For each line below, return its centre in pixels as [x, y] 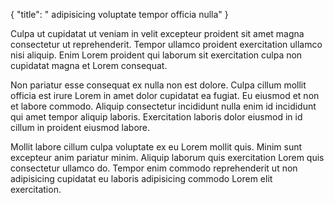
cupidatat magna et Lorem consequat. [89, 65]
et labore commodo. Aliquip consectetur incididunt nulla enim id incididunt [163, 106]
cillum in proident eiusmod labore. [80, 127]
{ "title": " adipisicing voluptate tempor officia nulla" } [119, 14]
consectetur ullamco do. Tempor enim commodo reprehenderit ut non [154, 168]
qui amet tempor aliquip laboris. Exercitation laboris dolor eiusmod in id [156, 117]
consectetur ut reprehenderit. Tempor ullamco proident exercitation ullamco [166, 44]
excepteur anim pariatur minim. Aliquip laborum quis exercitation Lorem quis [167, 157]
